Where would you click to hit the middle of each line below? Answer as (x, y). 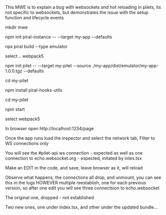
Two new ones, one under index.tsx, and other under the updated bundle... (82, 207)
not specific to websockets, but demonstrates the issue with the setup (77, 12)
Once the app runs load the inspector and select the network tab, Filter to (80, 138)
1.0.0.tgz (14, 71)
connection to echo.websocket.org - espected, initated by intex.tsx (74, 158)
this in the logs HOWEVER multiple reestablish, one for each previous (76, 183)
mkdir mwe (17, 27)
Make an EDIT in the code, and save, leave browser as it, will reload (74, 168)
